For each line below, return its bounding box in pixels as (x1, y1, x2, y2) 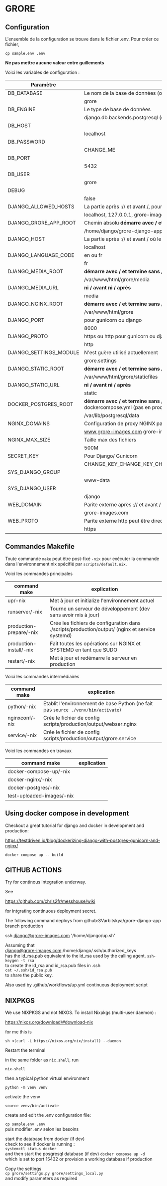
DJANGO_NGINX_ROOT (7, 300, 64, 307)
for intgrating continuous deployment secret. (5, 908, 97, 914)
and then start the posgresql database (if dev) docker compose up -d (5, 1151, 145, 1157)
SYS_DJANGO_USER (7, 485, 56, 492)
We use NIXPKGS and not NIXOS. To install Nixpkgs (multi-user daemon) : (5, 1009, 157, 1015)
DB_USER (7, 171, 30, 178)
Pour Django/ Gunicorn (84, 452, 138, 459)
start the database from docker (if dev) (5, 1136, 85, 1142)
